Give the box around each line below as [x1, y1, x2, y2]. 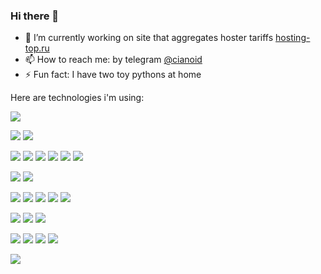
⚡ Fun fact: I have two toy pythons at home [24, 69, 202, 81]
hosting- [275, 32, 311, 44]
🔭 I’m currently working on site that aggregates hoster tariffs [24, 32, 274, 44]
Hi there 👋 [10, 9, 60, 23]
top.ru [24, 42, 50, 54]
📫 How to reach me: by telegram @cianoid [24, 54, 203, 66]
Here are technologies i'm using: [10, 92, 145, 104]
